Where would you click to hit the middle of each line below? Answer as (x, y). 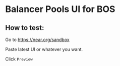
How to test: (25, 28)
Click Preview (19, 59)
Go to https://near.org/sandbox (37, 39)
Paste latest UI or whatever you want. (44, 49)
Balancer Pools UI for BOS (60, 9)
